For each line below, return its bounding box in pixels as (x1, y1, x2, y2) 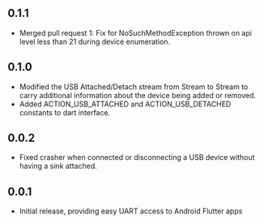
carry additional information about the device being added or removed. (19, 90, 257, 100)
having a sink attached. (19, 162, 98, 171)
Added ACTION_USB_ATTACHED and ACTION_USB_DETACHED (19, 99, 232, 109)
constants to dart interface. (19, 107, 111, 117)
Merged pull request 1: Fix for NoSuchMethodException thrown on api (19, 28, 253, 37)
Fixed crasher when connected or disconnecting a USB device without (19, 153, 255, 162)
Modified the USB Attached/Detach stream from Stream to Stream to (19, 81, 249, 92)
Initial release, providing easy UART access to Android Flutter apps (19, 206, 243, 216)
